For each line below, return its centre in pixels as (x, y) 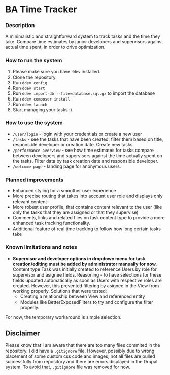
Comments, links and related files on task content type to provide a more (89, 218)
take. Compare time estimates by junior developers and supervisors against (84, 42)
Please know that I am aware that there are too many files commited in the (83, 345)
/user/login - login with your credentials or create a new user (77, 134)
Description (20, 26)
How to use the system (34, 122)
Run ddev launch (30, 104)
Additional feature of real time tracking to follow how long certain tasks (87, 229)
